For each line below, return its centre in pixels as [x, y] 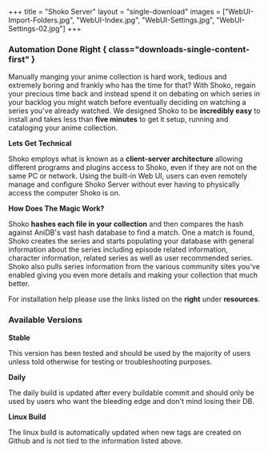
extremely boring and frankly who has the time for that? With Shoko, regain [132, 85]
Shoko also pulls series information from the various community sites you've [134, 267]
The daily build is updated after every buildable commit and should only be [131, 393]
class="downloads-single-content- [179, 49]
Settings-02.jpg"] [37, 28]
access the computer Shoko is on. [64, 193]
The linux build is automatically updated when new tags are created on [125, 432]
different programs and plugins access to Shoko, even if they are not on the [133, 167]
